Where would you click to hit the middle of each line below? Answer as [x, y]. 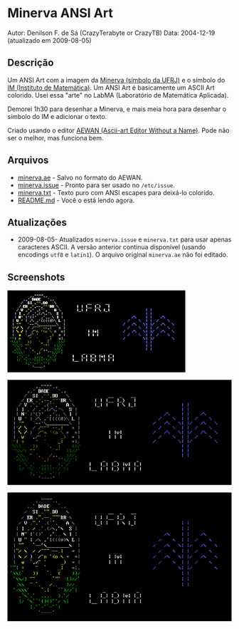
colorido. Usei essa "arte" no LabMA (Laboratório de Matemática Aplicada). [118, 95]
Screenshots [36, 277]
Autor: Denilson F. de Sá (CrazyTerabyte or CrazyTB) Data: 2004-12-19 [111, 33]
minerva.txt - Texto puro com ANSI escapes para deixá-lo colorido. [116, 192]
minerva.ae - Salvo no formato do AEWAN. [80, 177]
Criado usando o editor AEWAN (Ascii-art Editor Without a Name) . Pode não [118, 130]
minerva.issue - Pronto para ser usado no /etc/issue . [96, 185]
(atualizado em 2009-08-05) [49, 40]
